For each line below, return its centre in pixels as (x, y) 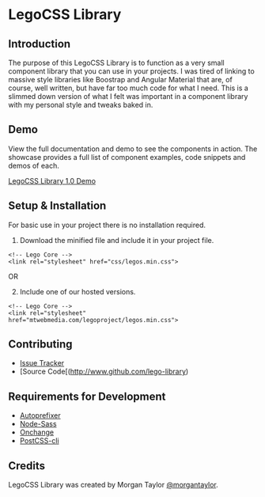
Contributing (40, 345)
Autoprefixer (40, 415)
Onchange (36, 432)
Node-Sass (38, 424)
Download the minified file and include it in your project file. (117, 240)
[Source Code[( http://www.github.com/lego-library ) (104, 372)
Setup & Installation (57, 206)
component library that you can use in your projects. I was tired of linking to (131, 71)
